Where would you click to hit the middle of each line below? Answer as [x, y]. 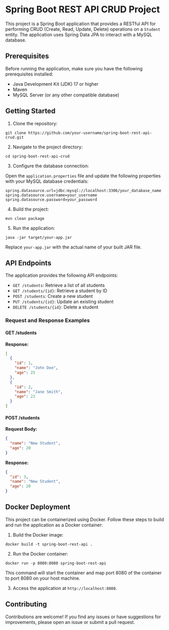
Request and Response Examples [48, 320]
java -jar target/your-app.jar [39, 237]
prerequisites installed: [29, 74]
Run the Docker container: [40, 553]
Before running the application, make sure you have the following [74, 68]
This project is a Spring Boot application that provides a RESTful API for [81, 24]
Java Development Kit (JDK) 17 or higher [56, 84]
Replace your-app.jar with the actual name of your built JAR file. [73, 247]
